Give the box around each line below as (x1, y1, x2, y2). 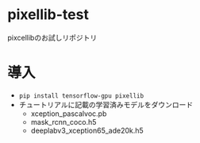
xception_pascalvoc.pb (30, 109, 107, 118)
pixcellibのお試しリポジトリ (7, 33, 98, 42)
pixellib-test (7, 6, 89, 24)
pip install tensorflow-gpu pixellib (18, 91, 144, 100)
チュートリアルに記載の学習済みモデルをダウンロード (18, 99, 194, 109)
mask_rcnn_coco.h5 (30, 117, 97, 126)
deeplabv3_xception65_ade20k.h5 (30, 126, 144, 135)
